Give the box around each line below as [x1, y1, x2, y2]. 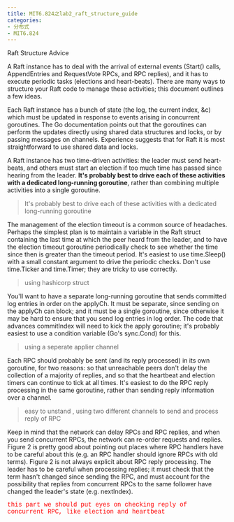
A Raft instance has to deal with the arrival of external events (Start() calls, [7, 62, 221, 71]
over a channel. [7, 393, 52, 402]
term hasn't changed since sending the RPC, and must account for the [7, 472, 210, 481]
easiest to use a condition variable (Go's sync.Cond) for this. [7, 329, 182, 338]
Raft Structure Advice [7, 49, 69, 57]
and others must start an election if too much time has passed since [27, 164, 222, 172]
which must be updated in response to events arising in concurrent [7, 113, 200, 122]
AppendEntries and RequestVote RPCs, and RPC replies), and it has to [7, 70, 209, 78]
